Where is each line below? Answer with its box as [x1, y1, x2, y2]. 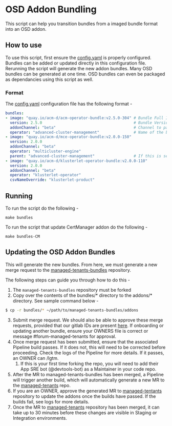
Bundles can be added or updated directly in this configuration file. [5, 60, 146, 66]
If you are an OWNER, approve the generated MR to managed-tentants [12, 388, 162, 394]
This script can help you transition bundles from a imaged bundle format [5, 21, 158, 27]
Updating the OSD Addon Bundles [5, 248, 115, 257]
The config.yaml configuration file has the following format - [5, 101, 133, 107]
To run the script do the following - [5, 205, 79, 211]
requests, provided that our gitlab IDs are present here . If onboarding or [12, 322, 164, 329]
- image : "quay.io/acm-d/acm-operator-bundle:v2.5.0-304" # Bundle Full [5, 115, 164, 120]
